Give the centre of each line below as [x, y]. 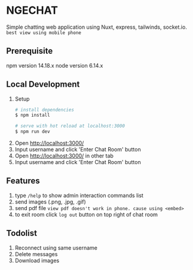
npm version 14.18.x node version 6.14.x [55, 65]
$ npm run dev [32, 132]
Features [23, 181]
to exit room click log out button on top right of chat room [86, 214]
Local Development [43, 84]
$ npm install [32, 115]
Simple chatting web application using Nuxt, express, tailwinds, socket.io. [96, 27]
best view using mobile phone [44, 33]
